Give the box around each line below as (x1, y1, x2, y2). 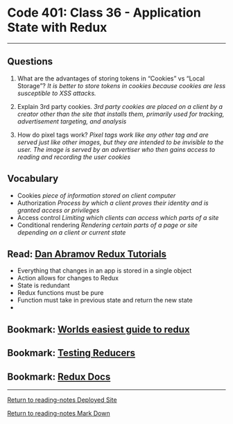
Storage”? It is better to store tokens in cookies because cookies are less (17, 81, 226, 90)
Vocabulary (7, 173, 59, 185)
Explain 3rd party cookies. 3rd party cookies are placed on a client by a (17, 102, 223, 110)
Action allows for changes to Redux (17, 274, 119, 282)
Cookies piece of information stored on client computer (17, 191, 176, 199)
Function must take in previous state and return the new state (17, 296, 193, 305)
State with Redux (7, 19, 107, 35)
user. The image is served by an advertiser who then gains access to (17, 145, 216, 153)
